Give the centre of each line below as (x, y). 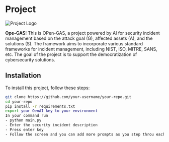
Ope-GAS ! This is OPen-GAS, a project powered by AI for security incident (82, 33)
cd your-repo (19, 102)
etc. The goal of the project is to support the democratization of (71, 54)
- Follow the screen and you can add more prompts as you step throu (80, 134)
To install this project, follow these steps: (48, 88)
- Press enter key (24, 129)
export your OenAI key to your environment (52, 111)
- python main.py (23, 120)
